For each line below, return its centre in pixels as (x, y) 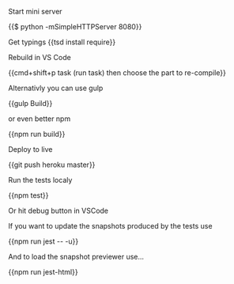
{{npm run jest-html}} (43, 272)
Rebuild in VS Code (40, 57)
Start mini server (35, 11)
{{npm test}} (28, 195)
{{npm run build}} (37, 134)
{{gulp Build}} (30, 103)
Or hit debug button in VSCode (58, 210)
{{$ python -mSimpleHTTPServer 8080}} (75, 27)
